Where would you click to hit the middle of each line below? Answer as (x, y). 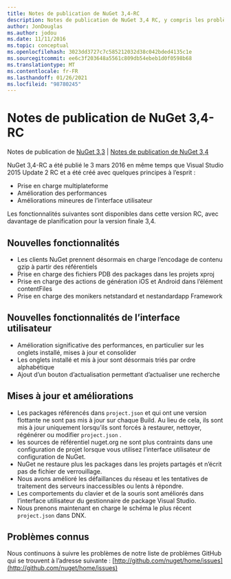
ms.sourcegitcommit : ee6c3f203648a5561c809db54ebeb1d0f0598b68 (100, 59)
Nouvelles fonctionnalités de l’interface (93, 318)
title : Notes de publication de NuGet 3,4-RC (73, 13)
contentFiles (35, 289)
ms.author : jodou (32, 33)
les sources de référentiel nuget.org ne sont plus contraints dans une (115, 442)
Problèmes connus (48, 537)
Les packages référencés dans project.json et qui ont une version (112, 413)
